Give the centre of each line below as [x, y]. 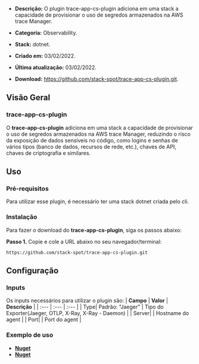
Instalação [22, 217]
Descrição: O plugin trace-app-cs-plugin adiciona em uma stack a [97, 9]
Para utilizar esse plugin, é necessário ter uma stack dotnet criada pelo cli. [98, 201]
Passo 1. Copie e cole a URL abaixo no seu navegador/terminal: [84, 241]
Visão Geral [28, 98]
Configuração [32, 271]
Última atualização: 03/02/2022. [56, 67]
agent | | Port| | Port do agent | [44, 320]
